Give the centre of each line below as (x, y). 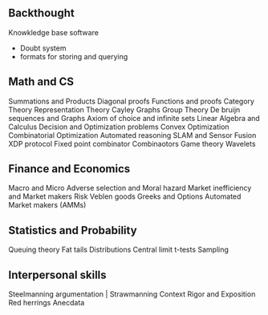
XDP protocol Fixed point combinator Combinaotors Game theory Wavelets (132, 143)
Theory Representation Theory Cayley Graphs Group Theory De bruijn (124, 109)
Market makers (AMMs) (47, 205)
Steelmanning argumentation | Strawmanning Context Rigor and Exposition (132, 294)
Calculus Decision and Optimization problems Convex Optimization (119, 127)
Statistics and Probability (73, 230)
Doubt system (43, 48)
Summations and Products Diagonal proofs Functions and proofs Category (132, 101)
